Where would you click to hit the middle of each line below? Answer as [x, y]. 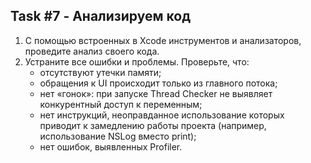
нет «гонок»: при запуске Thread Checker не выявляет [156, 93]
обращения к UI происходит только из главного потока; [158, 83]
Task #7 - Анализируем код [101, 16]
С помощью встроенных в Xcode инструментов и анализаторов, [163, 40]
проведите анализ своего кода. [92, 51]
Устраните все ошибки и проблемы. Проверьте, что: [137, 61]
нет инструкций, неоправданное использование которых [162, 115]
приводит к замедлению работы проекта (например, [153, 125]
